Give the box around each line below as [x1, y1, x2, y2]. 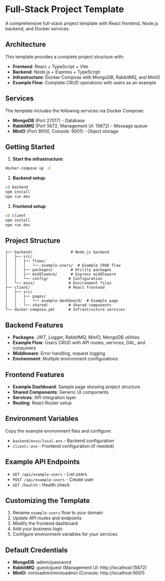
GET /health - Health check [12, 482, 70, 488]
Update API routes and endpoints [12, 515, 82, 521]
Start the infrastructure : [12, 156, 64, 162]
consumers [12, 345, 36, 351]
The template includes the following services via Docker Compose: [5, 108, 145, 114]
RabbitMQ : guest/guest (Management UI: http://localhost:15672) [12, 564, 147, 571]
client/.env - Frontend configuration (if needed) [12, 443, 115, 449]
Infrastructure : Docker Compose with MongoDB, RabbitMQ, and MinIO [12, 74, 160, 80]
